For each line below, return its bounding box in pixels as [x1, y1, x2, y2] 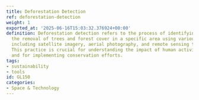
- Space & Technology [6, 85, 60, 91]
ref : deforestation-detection [6, 14, 81, 20]
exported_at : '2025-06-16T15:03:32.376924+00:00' [6, 25, 131, 31]
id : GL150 [6, 74, 31, 80]
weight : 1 [6, 19, 31, 25]
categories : [6, 80, 36, 86]
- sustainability [6, 63, 49, 69]
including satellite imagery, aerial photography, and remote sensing [11, 42, 190, 48]
